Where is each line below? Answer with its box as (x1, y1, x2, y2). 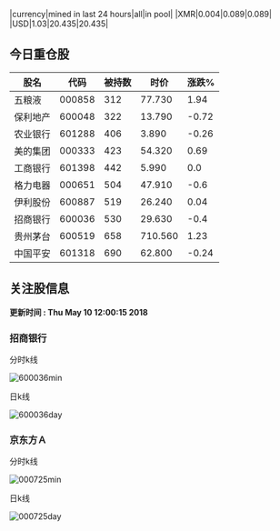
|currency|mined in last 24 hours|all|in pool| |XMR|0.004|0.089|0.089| (9, 9, 273, 19)
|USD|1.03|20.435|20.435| (9, 18, 109, 29)
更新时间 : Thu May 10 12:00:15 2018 (9, 306, 148, 317)
